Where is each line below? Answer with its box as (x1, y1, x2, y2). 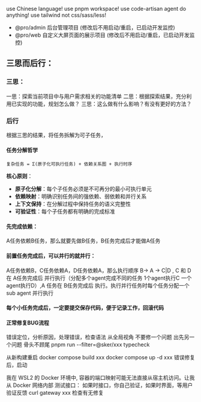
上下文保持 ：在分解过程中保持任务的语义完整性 (14, 200, 131, 208)
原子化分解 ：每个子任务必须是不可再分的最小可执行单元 (14, 185, 152, 193)
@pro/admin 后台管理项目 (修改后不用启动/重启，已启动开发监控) (14, 24, 175, 31)
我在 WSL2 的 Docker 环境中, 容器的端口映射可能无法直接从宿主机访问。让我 (6, 374, 195, 382)
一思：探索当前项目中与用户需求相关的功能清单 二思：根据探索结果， (6, 93, 176, 100)
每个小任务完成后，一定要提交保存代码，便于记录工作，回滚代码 (6, 304, 164, 312)
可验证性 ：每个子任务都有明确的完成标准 (14, 208, 115, 215)
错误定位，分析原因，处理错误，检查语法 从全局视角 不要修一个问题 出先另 (6, 333, 190, 341)
